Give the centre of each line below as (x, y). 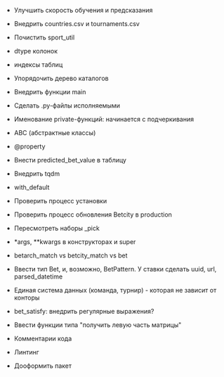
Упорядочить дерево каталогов (61, 78)
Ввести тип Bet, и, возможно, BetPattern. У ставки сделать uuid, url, (115, 269)
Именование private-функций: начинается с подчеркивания (104, 119)
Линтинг (27, 352)
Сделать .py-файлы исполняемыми (67, 106)
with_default (32, 187)
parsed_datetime (38, 276)
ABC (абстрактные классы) (55, 133)
